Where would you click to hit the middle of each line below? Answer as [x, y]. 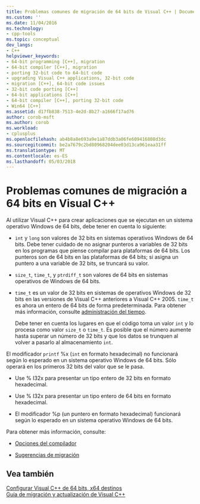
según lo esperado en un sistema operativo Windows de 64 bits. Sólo [91, 360]
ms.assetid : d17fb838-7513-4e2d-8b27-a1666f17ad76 [70, 112]
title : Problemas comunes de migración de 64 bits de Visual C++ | [92, 12]
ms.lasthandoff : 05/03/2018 [41, 162]
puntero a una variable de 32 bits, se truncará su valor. [82, 264]
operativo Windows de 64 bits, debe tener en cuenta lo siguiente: [86, 227]
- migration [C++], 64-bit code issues [56, 84]
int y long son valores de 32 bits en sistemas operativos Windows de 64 [104, 238]
